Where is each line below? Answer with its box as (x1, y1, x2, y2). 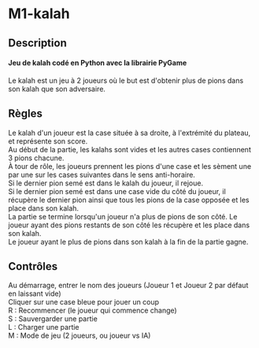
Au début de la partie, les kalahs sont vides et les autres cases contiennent (8, 144, 252, 154)
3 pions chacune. (8, 153, 65, 163)
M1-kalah (8, 5, 71, 23)
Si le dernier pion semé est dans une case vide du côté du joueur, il (8, 186, 226, 196)
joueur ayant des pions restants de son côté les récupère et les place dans (8, 220, 250, 230)
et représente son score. (8, 136, 88, 146)
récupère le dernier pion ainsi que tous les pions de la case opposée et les (8, 195, 250, 204)
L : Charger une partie (8, 323, 80, 332)
